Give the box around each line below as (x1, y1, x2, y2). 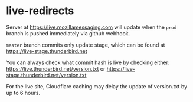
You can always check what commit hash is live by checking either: (6, 59, 170, 66)
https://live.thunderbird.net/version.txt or (6, 65, 106, 72)
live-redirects (6, 4, 74, 18)
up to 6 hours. (6, 89, 40, 96)
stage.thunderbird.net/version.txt (6, 71, 87, 78)
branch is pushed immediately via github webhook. (6, 29, 130, 37)
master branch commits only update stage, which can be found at (6, 41, 165, 48)
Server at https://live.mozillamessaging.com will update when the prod (6, 24, 177, 31)
